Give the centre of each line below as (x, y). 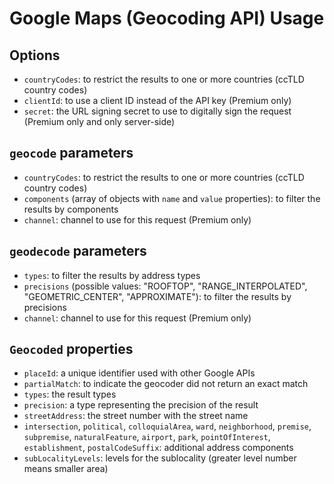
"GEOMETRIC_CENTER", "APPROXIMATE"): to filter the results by (157, 296)
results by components (71, 209)
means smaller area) (66, 469)
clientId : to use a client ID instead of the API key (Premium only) (157, 100)
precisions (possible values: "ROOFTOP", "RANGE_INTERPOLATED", (165, 286)
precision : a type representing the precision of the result (141, 405)
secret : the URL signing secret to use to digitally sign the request (157, 111)
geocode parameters (71, 153)
